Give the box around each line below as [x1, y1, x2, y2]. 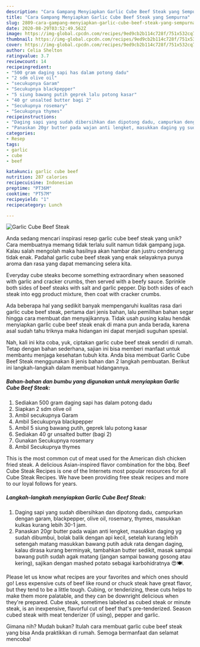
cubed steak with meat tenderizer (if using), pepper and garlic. [6, 611, 160, 618]
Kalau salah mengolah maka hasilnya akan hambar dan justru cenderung [6, 247, 185, 255]
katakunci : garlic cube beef [6, 169, 79, 175]
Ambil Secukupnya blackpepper [14, 418, 93, 425]
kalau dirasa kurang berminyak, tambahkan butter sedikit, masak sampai [14, 547, 193, 554]
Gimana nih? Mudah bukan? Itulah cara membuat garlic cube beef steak [6, 623, 183, 630]
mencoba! [6, 636, 31, 643]
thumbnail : [6, 36, 33, 42]
